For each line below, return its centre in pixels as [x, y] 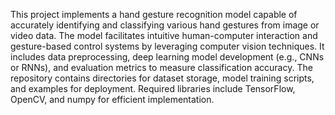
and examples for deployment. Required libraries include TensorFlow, [153, 88]
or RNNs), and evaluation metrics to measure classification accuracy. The [161, 67]
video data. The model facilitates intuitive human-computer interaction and [164, 35]
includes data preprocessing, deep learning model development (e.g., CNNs [167, 57]
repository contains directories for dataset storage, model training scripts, [162, 78]
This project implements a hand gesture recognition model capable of [154, 14]
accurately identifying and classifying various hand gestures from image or [165, 25]
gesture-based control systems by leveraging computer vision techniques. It [167, 46]
